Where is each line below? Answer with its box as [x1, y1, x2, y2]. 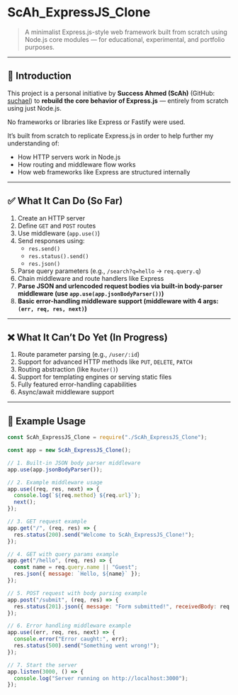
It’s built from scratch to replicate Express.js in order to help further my [7, 131, 214, 140]
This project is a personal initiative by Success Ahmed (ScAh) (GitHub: [7, 89, 215, 97]
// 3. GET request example [7, 518, 87, 526]
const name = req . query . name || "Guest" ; [13, 564, 138, 571]
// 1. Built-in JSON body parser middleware [7, 459, 141, 467]
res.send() [28, 245, 61, 252]
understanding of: [7, 139, 60, 148]
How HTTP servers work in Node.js [17, 152, 121, 161]
